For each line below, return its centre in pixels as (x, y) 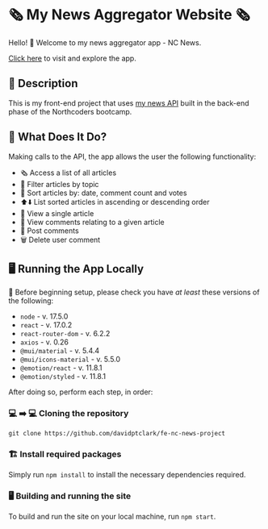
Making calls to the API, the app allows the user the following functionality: (132, 156)
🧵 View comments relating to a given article (92, 222)
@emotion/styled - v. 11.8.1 (63, 377)
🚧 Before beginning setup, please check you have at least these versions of (134, 292)
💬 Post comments (49, 231)
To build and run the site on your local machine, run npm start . (112, 517)
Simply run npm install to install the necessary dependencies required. (127, 474)
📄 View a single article (57, 213)
